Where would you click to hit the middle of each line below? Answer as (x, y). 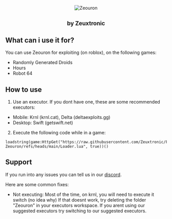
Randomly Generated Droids (42, 63)
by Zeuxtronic (86, 23)
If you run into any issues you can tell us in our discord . (63, 174)
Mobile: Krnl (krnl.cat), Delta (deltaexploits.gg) (61, 117)
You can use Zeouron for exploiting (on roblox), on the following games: (81, 53)
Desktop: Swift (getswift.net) (43, 123)
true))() (99, 147)
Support (19, 162)
